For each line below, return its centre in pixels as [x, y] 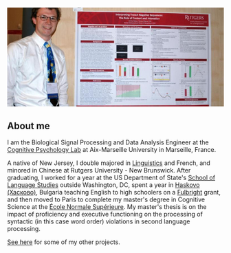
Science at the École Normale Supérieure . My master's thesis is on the [107, 207]
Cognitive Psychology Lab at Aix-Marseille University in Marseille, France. [112, 150]
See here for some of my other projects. [64, 242]
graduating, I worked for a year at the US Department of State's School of [111, 178]
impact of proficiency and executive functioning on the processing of [105, 214]
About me [29, 125]
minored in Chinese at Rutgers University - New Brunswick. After [99, 170]
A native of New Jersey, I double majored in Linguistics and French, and [109, 163]
